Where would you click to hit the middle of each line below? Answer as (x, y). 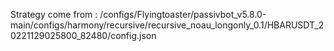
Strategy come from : (54, 14)
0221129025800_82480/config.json (83, 35)
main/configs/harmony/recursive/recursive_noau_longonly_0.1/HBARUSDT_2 (167, 25)
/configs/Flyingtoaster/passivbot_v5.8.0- (183, 14)
